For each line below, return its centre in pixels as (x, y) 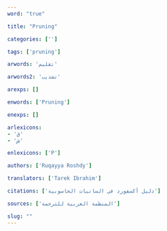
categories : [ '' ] (32, 39)
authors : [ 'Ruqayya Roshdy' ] (50, 166)
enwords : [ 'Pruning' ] (39, 102)
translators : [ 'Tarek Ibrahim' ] (54, 178)
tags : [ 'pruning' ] (34, 52)
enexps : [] (23, 115)
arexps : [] (23, 90)
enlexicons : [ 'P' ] (34, 153)
